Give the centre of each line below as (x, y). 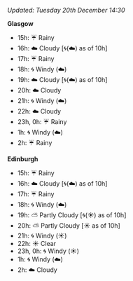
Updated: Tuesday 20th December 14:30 (66, 10)
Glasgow (20, 23)
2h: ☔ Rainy (35, 143)
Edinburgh (23, 159)
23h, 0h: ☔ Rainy (42, 122)
